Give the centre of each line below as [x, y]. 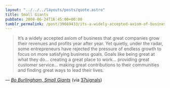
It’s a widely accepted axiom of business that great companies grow [89, 38]
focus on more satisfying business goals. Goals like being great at [86, 54]
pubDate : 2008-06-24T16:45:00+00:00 [44, 19]
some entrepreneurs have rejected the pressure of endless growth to [90, 49]
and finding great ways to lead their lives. [61, 70]
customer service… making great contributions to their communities [88, 65]
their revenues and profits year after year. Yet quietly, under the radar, [90, 44]
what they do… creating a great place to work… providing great [83, 60]
